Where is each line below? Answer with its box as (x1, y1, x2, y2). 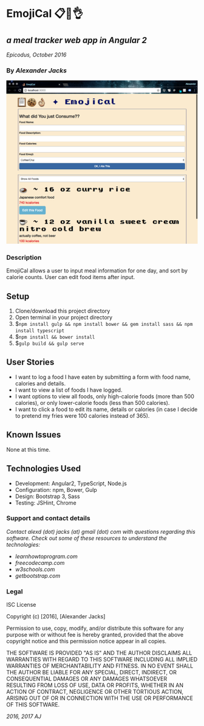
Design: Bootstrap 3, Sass (15, 493, 80, 500)
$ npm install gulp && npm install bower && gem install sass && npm (15, 320, 193, 328)
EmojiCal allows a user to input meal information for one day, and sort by (6, 267, 188, 274)
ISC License (6, 601, 36, 609)
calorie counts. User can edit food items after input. (6, 274, 135, 281)
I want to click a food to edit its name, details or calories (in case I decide (15, 406, 198, 413)
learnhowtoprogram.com (15, 553, 78, 560)
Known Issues (6, 430, 61, 440)
